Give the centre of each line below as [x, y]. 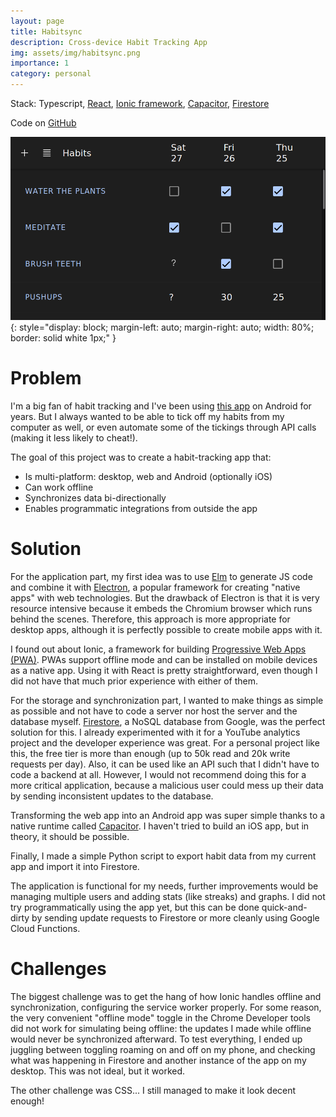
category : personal [51, 74]
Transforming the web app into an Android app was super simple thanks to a [168, 816]
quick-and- [284, 907]
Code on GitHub [43, 123]
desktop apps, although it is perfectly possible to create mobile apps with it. [166, 630]
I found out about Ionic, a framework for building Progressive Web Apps [158, 649]
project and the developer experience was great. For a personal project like [165, 743]
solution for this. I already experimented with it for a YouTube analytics [155, 732]
